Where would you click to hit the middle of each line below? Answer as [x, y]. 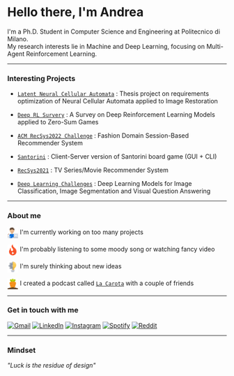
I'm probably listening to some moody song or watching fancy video [117, 249]
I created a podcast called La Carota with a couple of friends [107, 283]
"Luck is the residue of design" [52, 366]
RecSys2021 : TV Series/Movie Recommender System [93, 170]
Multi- [215, 46]
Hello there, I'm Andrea [76, 12]
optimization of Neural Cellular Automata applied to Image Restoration [117, 101]
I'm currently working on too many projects [82, 232]
